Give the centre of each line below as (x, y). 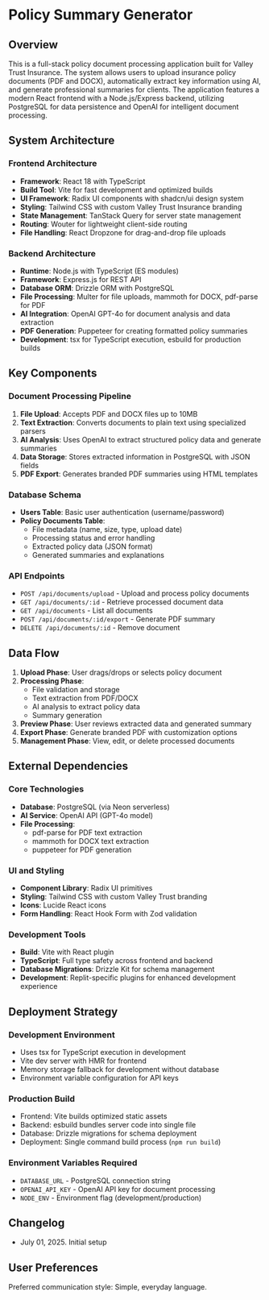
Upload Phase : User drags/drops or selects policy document (121, 673)
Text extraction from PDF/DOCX (85, 698)
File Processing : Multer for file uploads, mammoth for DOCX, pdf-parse (139, 297)
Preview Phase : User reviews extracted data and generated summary (136, 724)
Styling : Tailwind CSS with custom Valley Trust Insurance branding (131, 206)
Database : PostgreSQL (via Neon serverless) (95, 807)
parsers (33, 431)
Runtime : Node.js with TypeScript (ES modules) (99, 271)
